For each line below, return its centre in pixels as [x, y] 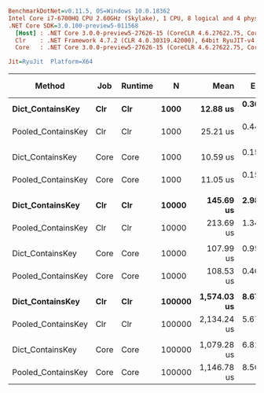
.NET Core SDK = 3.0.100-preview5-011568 [73, 26]
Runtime [137, 86]
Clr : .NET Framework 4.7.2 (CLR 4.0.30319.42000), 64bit [117, 40]
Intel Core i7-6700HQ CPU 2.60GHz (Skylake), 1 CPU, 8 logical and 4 [125, 18]
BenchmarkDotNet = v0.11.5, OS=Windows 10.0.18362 [89, 11]
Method [50, 86]
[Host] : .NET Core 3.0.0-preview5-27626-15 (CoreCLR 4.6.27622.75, [130, 33]
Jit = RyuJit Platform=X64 [50, 62]
